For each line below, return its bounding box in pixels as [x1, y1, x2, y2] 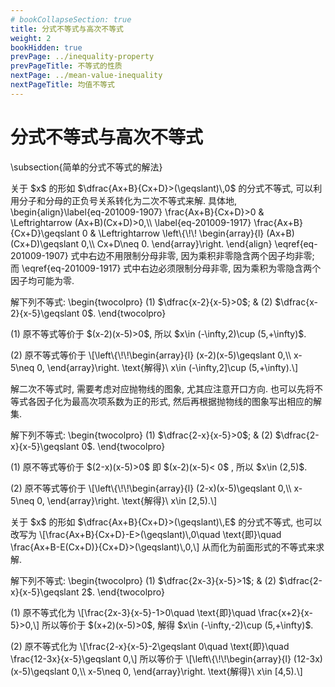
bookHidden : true [10, 42, 83, 53]
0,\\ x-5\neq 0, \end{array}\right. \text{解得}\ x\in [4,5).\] [71, 665, 303, 677]
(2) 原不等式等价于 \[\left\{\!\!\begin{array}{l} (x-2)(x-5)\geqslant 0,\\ [10, 349, 292, 361]
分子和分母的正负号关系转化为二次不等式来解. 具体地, [18, 194, 238, 206]
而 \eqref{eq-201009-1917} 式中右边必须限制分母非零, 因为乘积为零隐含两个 [10, 262, 322, 274]
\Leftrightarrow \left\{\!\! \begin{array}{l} [98, 227, 265, 239]
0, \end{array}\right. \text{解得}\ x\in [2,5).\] [36, 494, 218, 506]
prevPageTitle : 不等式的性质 [10, 61, 123, 71]
